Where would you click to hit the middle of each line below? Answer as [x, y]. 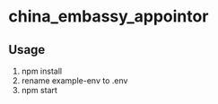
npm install [42, 71]
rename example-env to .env [74, 81]
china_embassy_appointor [109, 17]
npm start [39, 90]
